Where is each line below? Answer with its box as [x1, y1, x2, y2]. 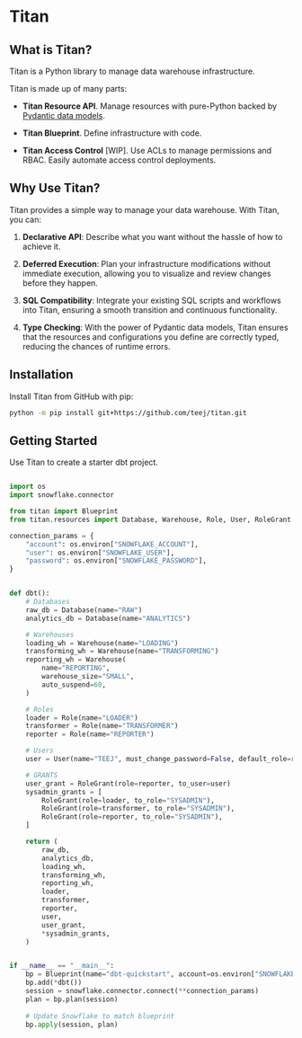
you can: [9, 214, 42, 225]
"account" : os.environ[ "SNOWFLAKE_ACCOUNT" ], [25, 539, 200, 549]
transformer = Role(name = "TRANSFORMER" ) [25, 722, 179, 731]
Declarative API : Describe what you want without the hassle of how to [22, 231, 283, 242]
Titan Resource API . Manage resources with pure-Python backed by [22, 101, 277, 111]
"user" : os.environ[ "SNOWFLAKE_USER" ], [25, 548, 175, 557]
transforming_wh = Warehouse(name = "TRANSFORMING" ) [25, 647, 219, 656]
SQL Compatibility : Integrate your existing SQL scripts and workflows [22, 295, 281, 306]
